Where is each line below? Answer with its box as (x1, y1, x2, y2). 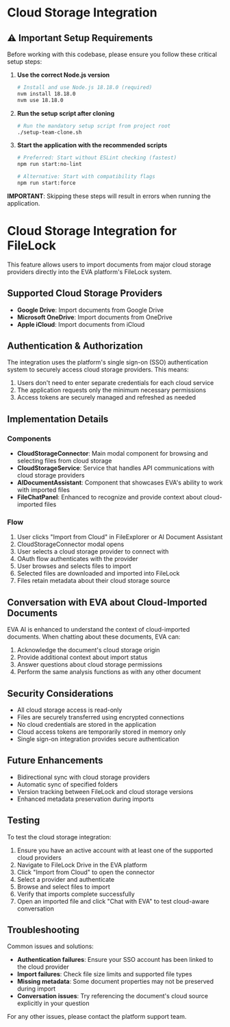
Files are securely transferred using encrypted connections (16, 713, 185, 721)
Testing (7, 815, 40, 826)
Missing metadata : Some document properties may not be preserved (16, 978, 214, 986)
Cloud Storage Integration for (7, 223, 177, 239)
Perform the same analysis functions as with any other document (16, 668, 201, 676)
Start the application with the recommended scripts (16, 141, 168, 149)
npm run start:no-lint (16, 161, 82, 168)
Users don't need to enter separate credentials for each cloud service (16, 379, 214, 387)
